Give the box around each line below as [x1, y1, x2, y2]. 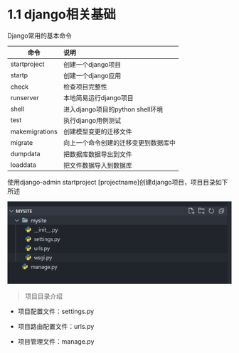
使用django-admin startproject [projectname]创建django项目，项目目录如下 [7, 178, 228, 187]
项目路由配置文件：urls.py [17, 322, 95, 330]
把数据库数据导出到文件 [63, 150, 133, 158]
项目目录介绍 [24, 292, 63, 300]
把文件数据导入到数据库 [63, 161, 133, 169]
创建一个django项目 [63, 60, 122, 68]
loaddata [10, 161, 37, 169]
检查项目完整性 [63, 82, 108, 91]
